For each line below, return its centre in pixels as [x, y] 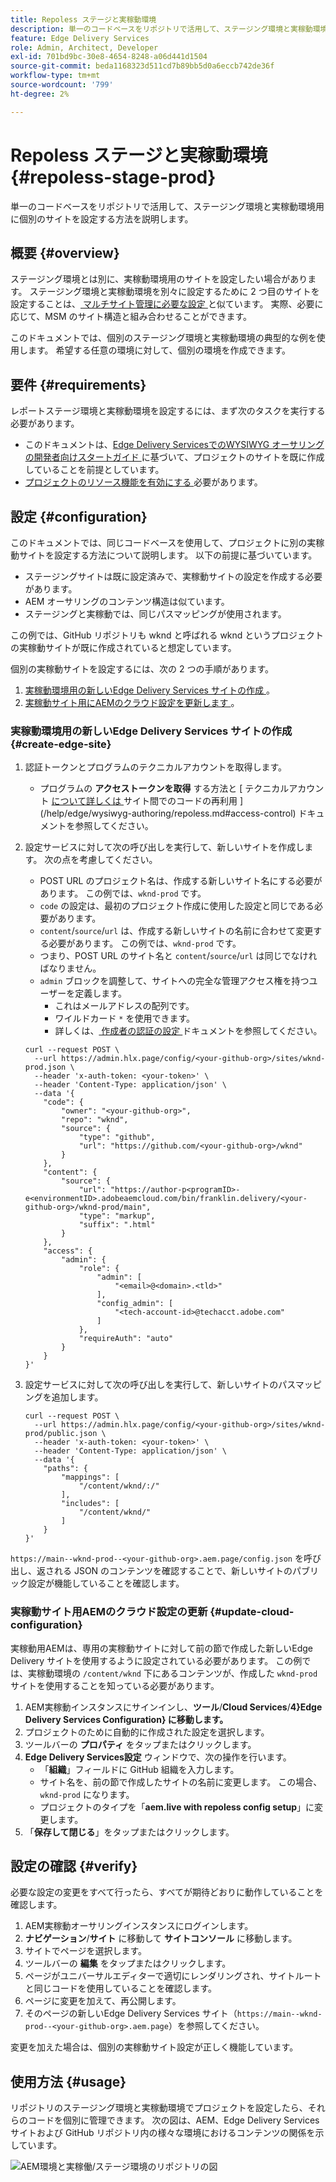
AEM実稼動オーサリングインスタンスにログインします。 [139, 1926]
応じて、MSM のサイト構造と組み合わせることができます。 [131, 317]
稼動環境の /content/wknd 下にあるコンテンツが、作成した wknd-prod [177, 1673]
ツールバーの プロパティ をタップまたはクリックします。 [140, 1744]
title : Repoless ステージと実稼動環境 [83, 19]
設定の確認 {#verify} [74, 1866]
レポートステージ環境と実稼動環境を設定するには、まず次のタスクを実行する [168, 411]
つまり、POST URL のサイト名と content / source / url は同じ [161, 956]
